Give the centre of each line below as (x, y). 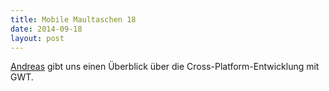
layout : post (37, 38)
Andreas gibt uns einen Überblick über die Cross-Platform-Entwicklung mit (165, 67)
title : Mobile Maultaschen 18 (73, 19)
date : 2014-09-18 (46, 29)
